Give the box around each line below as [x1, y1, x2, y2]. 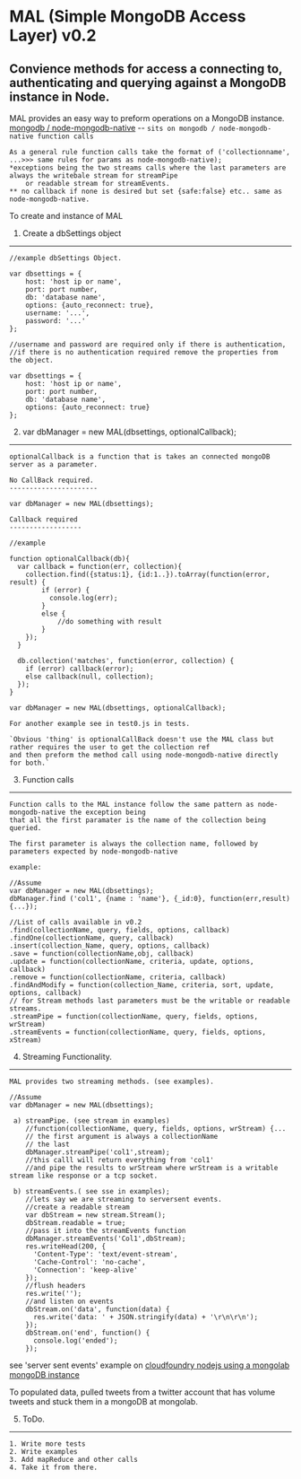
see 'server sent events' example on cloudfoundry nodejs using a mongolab [9, 1360, 290, 1370]
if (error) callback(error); [25, 664, 134, 673]
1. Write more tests [9, 1440, 87, 1448]
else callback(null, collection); [25, 672, 154, 681]
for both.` [9, 758, 50, 767]
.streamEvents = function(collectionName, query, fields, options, [9, 1028, 267, 1037]
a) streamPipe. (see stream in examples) [13, 1116, 170, 1125]
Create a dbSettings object [21, 228, 122, 239]
